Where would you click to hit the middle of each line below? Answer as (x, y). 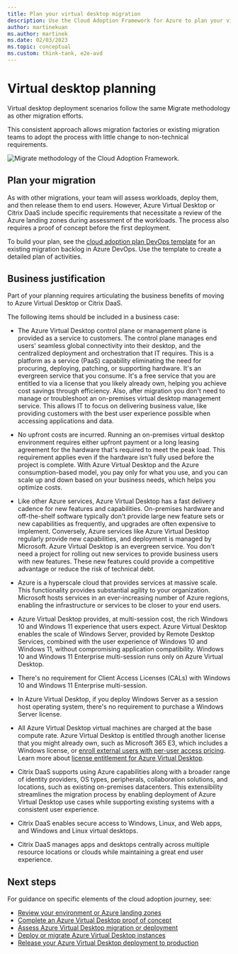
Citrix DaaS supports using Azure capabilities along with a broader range (124, 772)
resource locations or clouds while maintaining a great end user (110, 852)
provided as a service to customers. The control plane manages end (117, 338)
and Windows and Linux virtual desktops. (78, 831)
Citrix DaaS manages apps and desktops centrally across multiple (114, 845)
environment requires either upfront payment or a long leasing (108, 442)
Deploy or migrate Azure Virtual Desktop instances (91, 936)
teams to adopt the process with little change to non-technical (98, 137)
